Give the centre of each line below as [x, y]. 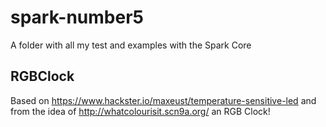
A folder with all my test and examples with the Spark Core [131, 45]
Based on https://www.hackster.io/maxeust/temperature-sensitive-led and [163, 100]
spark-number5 [77, 17]
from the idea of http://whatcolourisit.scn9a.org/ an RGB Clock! [140, 111]
